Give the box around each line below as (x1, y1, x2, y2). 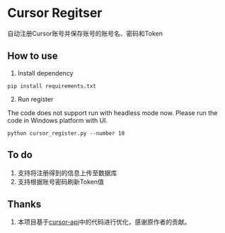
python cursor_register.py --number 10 (7, 129, 125, 137)
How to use (7, 50, 58, 62)
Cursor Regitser (7, 5, 103, 21)
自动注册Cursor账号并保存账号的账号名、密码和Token (7, 29, 163, 37)
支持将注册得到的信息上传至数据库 (17, 168, 117, 177)
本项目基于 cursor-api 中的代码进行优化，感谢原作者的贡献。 (17, 217, 191, 227)
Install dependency (17, 68, 74, 77)
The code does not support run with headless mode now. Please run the (7, 108, 218, 117)
